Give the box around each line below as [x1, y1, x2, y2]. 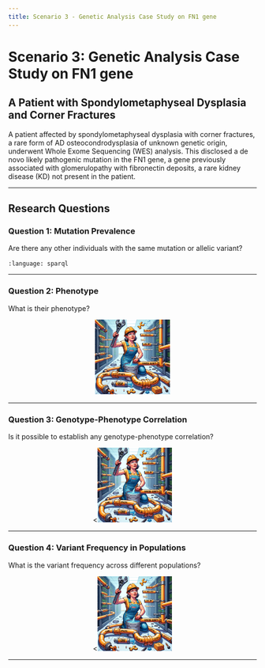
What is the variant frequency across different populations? [8, 560, 201, 570]
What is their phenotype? [8, 303, 91, 313]
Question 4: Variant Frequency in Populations [8, 542, 187, 553]
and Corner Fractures [8, 108, 116, 122]
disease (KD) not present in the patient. [8, 171, 136, 181]
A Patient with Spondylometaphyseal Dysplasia [8, 96, 247, 110]
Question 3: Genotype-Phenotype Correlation [8, 414, 188, 425]
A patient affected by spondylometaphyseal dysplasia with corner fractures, [8, 129, 256, 139]
